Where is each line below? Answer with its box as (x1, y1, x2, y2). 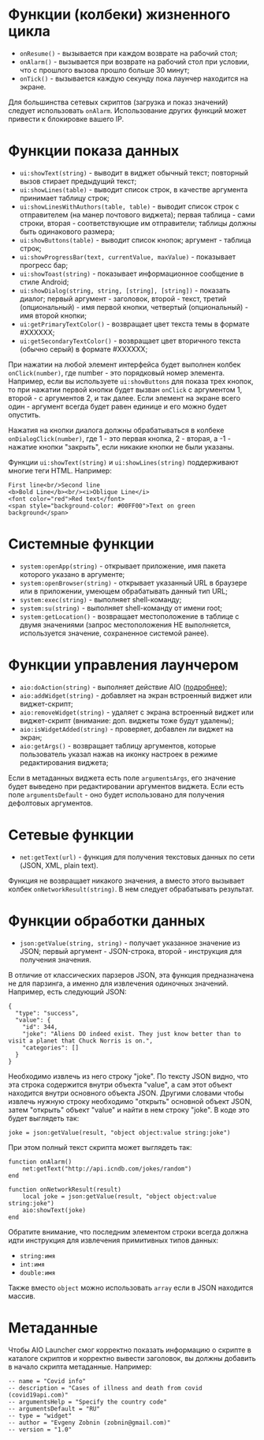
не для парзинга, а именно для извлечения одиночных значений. (8, 978, 229, 988)
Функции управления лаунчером (8, 656, 239, 673)
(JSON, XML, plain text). (19, 860, 99, 870)
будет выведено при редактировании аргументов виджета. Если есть (8, 781, 244, 791)
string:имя (19, 1252, 56, 1260)
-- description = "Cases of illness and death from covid (8, 1384, 203, 1392)
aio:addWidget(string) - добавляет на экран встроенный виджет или (19, 690, 252, 700)
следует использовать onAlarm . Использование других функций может (8, 105, 247, 115)
